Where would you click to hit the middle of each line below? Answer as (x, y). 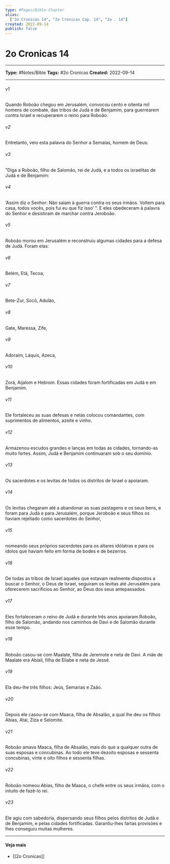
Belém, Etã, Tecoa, (25, 273)
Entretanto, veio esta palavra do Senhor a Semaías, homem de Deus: (77, 143)
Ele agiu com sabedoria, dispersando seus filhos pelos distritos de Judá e (82, 818)
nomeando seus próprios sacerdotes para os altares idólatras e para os (80, 546)
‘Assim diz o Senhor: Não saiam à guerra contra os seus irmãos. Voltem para (85, 203)
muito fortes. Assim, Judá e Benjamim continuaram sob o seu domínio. (79, 453)
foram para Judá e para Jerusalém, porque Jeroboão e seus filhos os (78, 513)
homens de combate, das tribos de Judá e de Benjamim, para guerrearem (82, 110)
